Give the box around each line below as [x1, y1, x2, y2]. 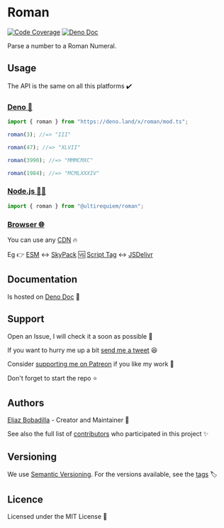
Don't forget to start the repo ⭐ [7, 374, 98, 382]
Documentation [7, 273, 78, 285]
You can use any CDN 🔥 [7, 236, 78, 244]
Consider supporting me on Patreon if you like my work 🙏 [7, 359, 174, 368]
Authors [7, 396, 45, 409]
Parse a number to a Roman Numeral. [7, 41, 117, 50]
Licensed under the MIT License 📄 [7, 512, 108, 520]
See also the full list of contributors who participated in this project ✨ [7, 430, 209, 438]
